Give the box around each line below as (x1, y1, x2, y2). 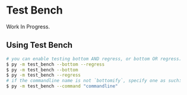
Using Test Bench (6, 40, 73, 50)
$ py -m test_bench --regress (6, 72, 81, 78)
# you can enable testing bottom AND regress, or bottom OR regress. (6, 55, 182, 62)
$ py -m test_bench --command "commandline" (6, 83, 118, 89)
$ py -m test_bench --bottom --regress (6, 61, 105, 67)
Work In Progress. (6, 23, 50, 30)
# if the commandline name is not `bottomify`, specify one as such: (6, 78, 182, 84)
